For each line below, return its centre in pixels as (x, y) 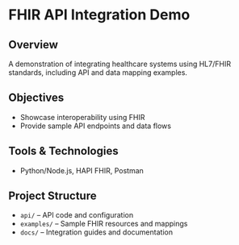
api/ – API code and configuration (77, 215)
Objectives (36, 98)
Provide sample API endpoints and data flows (96, 126)
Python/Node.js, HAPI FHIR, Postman (82, 170)
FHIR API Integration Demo (99, 15)
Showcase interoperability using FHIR (82, 117)
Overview (34, 45)
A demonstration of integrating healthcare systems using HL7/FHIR (120, 64)
